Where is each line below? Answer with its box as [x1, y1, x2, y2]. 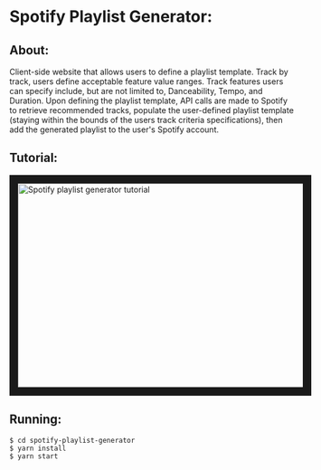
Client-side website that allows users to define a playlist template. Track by [9, 66, 289, 77]
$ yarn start [9, 451, 59, 461]
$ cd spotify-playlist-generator [9, 436, 136, 445]
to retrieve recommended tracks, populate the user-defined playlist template [9, 105, 294, 115]
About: [9, 43, 50, 58]
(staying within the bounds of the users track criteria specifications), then [9, 115, 283, 125]
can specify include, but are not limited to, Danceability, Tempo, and [9, 86, 263, 96]
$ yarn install [9, 444, 67, 453]
